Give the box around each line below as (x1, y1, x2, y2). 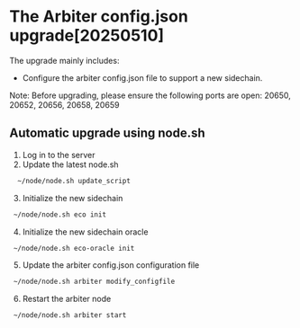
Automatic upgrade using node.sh (9, 126, 205, 141)
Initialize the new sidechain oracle (22, 226, 149, 237)
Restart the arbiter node (22, 294, 112, 305)
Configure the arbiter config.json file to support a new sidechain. (22, 72, 263, 83)
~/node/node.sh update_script (17, 176, 131, 185)
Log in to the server (22, 149, 96, 160)
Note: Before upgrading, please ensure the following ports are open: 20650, (9, 90, 291, 101)
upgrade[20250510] (9, 25, 165, 46)
